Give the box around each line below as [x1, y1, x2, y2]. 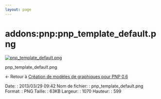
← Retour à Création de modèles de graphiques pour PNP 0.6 [5, 74, 128, 79]
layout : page [5, 7, 32, 12]
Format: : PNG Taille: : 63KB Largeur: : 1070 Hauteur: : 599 [5, 88, 122, 94]
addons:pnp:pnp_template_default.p [5, 28, 157, 39]
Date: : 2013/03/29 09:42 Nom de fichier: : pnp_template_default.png [5, 83, 143, 89]
